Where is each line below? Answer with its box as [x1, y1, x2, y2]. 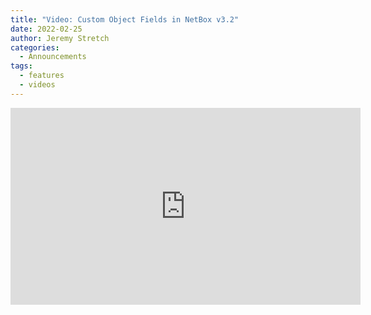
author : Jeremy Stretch [10, 33, 110, 43]
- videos [19, 80, 56, 90]
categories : [10, 42, 60, 53]
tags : [10, 61, 33, 71]
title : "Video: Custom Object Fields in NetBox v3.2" [10, 14, 240, 25]
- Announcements [19, 52, 87, 62]
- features [19, 71, 65, 81]
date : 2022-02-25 [10, 24, 83, 34]
